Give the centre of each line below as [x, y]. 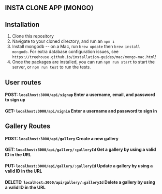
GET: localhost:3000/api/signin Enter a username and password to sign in [81, 111]
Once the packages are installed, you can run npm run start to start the [83, 62]
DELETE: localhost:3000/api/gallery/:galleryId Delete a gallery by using [80, 182]
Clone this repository [33, 36]
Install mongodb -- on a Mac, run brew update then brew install [76, 47]
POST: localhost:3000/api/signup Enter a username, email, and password [80, 95]
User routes [23, 82]
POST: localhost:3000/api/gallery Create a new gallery [62, 138]
